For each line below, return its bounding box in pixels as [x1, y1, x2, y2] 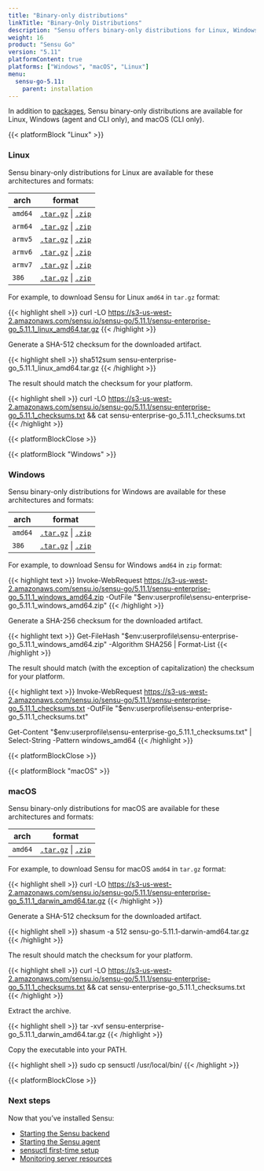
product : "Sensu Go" [8, 41, 76, 49]
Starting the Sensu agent [19, 1136, 101, 1147]
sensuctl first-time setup [19, 1145, 100, 1154]
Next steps [8, 1095, 51, 1106]
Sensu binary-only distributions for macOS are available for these [8, 804, 220, 813]
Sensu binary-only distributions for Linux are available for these [8, 167, 214, 177]
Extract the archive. [8, 1006, 71, 1016]
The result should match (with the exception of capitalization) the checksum [8, 663, 255, 672]
